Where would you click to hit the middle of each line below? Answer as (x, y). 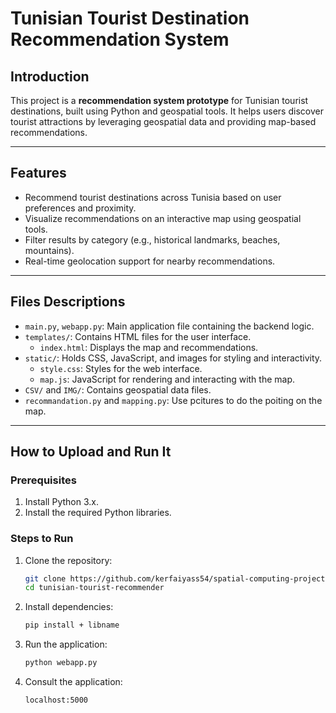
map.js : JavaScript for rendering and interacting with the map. (167, 379)
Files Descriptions (68, 302)
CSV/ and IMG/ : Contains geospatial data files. (118, 389)
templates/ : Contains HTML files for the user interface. (138, 336)
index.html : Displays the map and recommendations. (149, 347)
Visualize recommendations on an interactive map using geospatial (163, 218)
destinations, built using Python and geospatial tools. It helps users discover (167, 111)
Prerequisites (43, 480)
